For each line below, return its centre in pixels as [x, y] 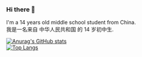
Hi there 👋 [21, 9]
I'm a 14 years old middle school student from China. [71, 23]
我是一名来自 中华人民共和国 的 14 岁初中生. [60, 30]
